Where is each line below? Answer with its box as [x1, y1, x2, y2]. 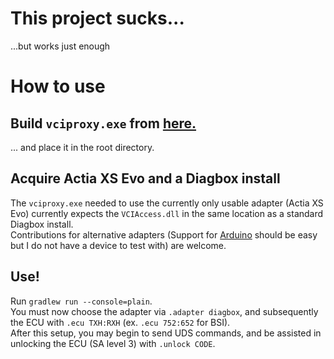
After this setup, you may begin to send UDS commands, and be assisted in [10, 327, 322, 339]
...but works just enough [10, 40, 111, 52]
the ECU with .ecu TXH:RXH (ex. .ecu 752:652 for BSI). [10, 316, 231, 328]
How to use [10, 75, 106, 98]
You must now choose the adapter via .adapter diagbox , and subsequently [10, 305, 319, 317]
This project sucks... [10, 7, 185, 30]
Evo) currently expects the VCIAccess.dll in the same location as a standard [10, 207, 324, 219]
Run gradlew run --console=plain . [10, 295, 153, 307]
